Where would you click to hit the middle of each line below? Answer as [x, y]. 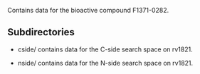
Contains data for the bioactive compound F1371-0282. [88, 10]
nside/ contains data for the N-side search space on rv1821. [105, 63]
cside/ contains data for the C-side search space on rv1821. [105, 49]
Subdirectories [41, 32]
